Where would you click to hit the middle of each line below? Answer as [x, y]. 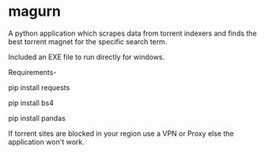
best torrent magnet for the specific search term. [88, 41]
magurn [34, 11]
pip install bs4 [31, 103]
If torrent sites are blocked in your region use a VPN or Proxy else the [121, 133]
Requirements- [32, 72]
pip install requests [39, 87]
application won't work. [46, 141]
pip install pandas [37, 118]
